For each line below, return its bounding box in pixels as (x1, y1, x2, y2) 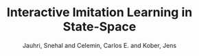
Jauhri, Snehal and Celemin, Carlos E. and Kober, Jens (22, 41, 177, 49)
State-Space (62, 19, 137, 34)
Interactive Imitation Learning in (6, 5, 193, 20)
